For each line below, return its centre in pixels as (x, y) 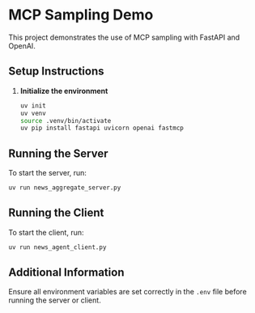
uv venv (33, 113)
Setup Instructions (56, 72)
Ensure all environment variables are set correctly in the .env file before (127, 292)
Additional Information (66, 273)
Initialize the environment (64, 91)
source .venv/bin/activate (66, 121)
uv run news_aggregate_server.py (65, 188)
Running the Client (56, 213)
